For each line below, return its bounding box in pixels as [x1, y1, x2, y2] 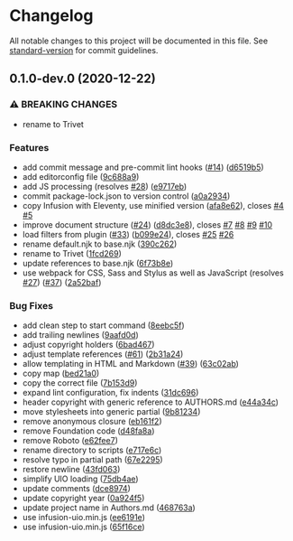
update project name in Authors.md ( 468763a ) [22, 502, 196, 513]
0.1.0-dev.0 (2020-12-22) [9, 71, 156, 87]
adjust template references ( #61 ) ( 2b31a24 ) [22, 349, 184, 359]
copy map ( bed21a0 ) [22, 368, 100, 379]
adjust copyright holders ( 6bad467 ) [22, 340, 155, 350]
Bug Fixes [9, 299, 54, 312]
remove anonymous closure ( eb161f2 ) [22, 416, 162, 427]
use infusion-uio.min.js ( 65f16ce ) [22, 521, 146, 533]
